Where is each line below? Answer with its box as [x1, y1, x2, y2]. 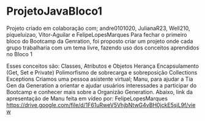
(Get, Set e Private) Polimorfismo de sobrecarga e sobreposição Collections [6, 68, 198, 76]
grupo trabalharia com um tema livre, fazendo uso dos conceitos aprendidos [6, 44, 199, 51]
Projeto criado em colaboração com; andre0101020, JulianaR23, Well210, [6, 24, 190, 32]
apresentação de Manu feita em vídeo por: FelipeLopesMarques [6, 95, 168, 102]
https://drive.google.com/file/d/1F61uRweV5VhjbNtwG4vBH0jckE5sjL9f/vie [6, 101, 196, 108]
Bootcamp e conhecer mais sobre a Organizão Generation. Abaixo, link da [6, 88, 193, 95]
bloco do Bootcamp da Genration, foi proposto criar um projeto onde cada [6, 37, 193, 45]
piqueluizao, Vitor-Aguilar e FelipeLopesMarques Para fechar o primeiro [6, 31, 187, 38]
